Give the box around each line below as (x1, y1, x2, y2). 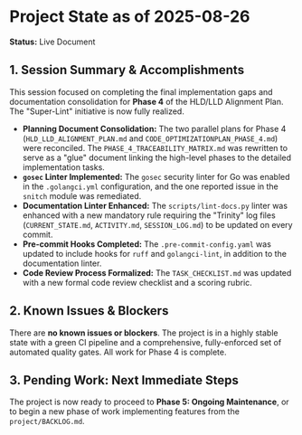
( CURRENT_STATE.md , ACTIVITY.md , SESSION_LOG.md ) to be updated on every (22, 219, 293, 230)
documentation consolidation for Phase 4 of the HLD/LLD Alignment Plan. (9, 96, 284, 107)
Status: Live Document (9, 36, 96, 47)
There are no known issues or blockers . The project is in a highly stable (9, 327, 278, 338)
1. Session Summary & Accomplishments (9, 62, 245, 78)
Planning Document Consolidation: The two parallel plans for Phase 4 (22, 123, 287, 134)
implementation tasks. (22, 161, 106, 173)
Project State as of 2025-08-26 (9, 6, 250, 27)
